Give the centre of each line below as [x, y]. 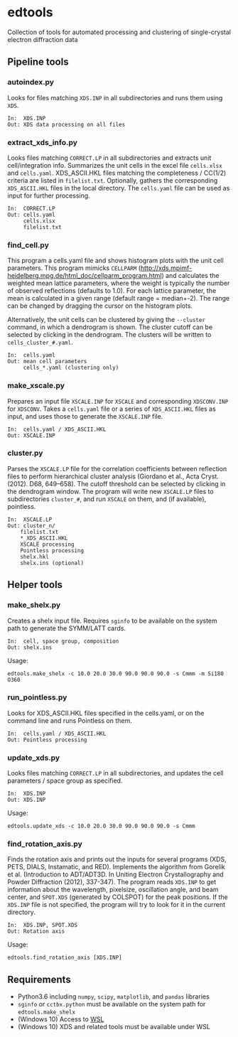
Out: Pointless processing [47, 740]
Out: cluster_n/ [31, 526]
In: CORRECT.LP [31, 208]
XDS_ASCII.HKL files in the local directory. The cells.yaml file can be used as [119, 188]
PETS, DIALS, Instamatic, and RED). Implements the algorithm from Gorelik [116, 867]
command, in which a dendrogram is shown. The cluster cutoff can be [110, 327]
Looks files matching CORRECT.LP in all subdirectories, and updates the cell [115, 773]
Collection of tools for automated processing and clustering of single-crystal [119, 32]
